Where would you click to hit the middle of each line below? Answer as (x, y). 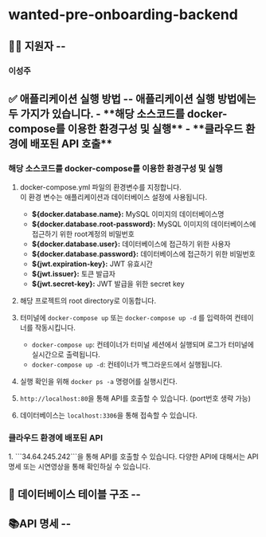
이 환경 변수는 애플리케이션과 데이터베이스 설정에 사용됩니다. (113, 198)
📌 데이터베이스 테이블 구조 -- (74, 494)
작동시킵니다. (55, 327)
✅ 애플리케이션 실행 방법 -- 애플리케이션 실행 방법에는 (132, 98)
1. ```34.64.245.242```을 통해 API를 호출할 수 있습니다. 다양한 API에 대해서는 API (133, 457)
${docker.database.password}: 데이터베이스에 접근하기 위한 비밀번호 (144, 254)
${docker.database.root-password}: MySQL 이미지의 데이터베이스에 (144, 224)
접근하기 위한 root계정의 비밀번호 (83, 234)
